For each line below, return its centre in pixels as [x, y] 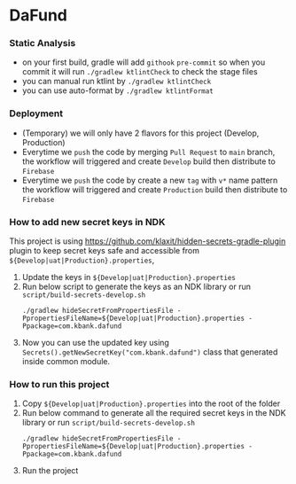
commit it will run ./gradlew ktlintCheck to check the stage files [140, 72]
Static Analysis [43, 43]
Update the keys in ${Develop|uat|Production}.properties [129, 277]
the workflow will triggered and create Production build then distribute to [155, 189]
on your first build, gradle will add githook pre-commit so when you [144, 62]
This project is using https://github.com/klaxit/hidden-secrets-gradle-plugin [148, 241]
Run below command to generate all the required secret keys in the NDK [154, 413]
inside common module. [66, 362]
